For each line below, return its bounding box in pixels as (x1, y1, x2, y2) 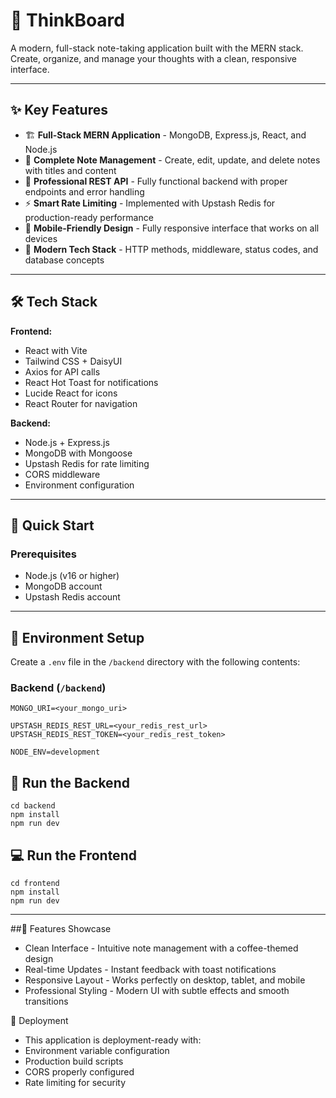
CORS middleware (24, 468, 101, 480)
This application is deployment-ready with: (24, 1034, 202, 1046)
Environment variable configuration (24, 1044, 170, 1056)
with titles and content (24, 164, 117, 176)
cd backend (10, 801, 56, 811)
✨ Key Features (10, 102, 108, 119)
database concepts (24, 254, 105, 266)
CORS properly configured (24, 1065, 135, 1078)
